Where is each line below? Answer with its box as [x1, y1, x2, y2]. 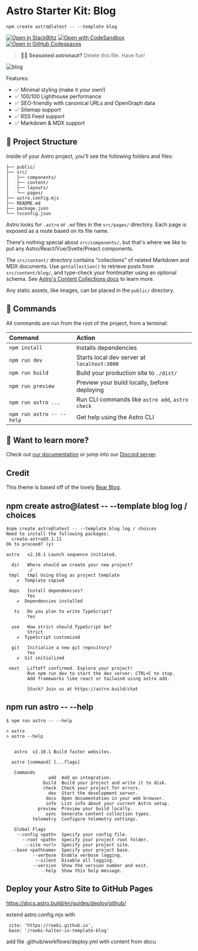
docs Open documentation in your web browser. [45, 795, 165, 801]
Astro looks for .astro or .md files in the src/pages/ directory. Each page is [6, 220, 187, 228]
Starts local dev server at [76, 353, 146, 361]
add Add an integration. [48, 774, 112, 781]
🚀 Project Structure [6, 137, 78, 147]
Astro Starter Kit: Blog [6, 4, 116, 18]
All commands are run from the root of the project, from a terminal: [6, 319, 168, 326]
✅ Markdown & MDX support [14, 119, 85, 126]
